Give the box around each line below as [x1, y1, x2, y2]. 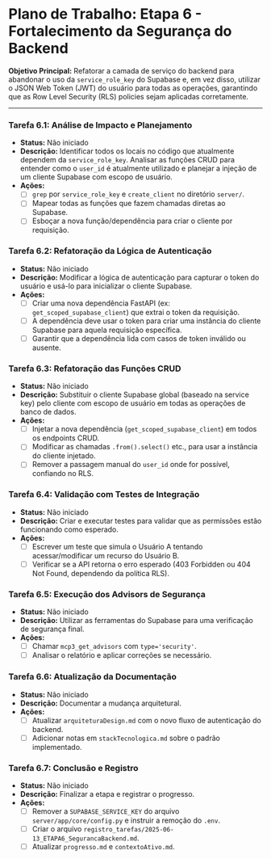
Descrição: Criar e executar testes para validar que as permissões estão [19, 516, 262, 525]
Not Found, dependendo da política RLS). [31, 568, 169, 578]
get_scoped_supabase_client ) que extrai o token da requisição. [31, 307, 240, 317]
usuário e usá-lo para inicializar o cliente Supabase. [19, 280, 193, 291]
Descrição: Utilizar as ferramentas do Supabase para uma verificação [19, 616, 254, 625]
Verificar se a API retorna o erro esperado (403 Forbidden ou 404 [31, 559, 252, 569]
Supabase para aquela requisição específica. [31, 325, 183, 335]
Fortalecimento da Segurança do [8, 22, 232, 40]
